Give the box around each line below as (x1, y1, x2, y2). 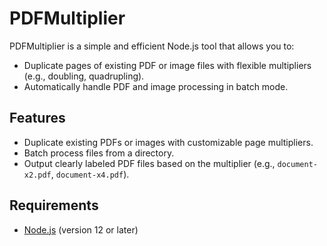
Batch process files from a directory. (23, 147, 175, 159)
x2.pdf (23, 170, 52, 180)
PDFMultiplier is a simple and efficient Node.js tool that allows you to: (9, 40, 295, 52)
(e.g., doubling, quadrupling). (23, 70, 145, 82)
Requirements (9, 197, 99, 214)
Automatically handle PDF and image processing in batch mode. (23, 80, 289, 92)
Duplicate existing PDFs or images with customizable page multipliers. (23, 136, 314, 148)
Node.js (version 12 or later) (23, 223, 139, 236)
